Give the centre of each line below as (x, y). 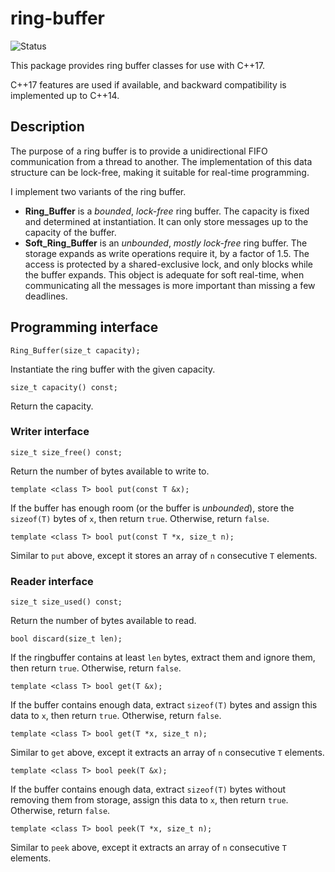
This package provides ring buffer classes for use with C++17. (138, 65)
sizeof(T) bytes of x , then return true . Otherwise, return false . (140, 518)
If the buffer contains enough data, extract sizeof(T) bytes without (148, 789)
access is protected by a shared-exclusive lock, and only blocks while (168, 264)
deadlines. (46, 296)
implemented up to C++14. (65, 95)
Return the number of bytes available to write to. (110, 471)
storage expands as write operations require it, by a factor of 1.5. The (167, 253)
